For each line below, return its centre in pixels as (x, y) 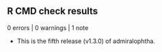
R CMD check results (53, 11)
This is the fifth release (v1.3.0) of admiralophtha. (86, 41)
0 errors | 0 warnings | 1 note (48, 27)
